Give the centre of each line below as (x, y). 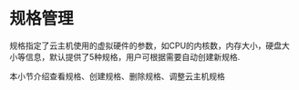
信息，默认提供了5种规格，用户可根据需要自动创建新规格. (133, 56)
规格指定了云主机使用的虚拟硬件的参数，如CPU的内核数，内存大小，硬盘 (146, 45)
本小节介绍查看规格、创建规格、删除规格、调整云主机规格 (117, 76)
